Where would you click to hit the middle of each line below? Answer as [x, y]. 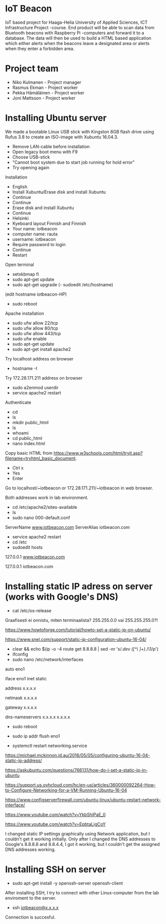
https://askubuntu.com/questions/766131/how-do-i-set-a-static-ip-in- [77, 770]
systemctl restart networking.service [50, 746]
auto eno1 [15, 669]
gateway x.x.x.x [21, 707]
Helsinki [20, 218]
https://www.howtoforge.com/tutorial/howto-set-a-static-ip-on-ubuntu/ [78, 630]
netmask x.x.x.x [21, 698]
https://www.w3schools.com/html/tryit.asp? [98, 453]
